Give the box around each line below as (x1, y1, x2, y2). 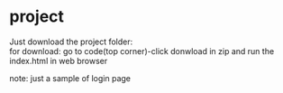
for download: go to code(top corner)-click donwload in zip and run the (9, 45, 275, 56)
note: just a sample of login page (9, 72, 131, 83)
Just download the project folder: (9, 36, 133, 47)
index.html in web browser (9, 55, 108, 66)
